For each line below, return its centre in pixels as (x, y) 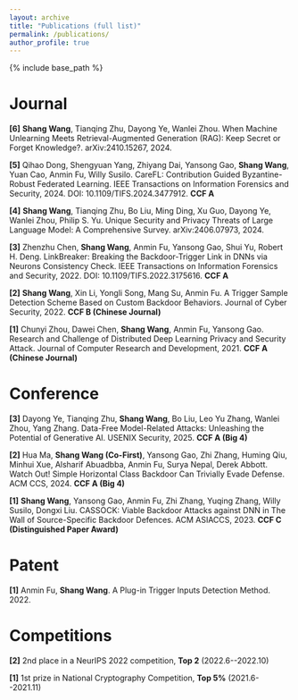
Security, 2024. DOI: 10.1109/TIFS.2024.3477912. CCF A (112, 194)
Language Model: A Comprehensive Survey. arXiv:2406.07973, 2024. (137, 230)
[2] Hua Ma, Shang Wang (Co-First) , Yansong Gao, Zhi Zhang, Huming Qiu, (149, 455)
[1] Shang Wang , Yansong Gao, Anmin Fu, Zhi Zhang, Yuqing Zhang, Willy (145, 501)
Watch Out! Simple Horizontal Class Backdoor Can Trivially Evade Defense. (147, 474)
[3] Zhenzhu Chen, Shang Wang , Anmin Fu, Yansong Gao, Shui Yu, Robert (146, 248)
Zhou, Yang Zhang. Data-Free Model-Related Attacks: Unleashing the (137, 428)
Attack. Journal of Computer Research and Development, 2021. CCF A (138, 349)
